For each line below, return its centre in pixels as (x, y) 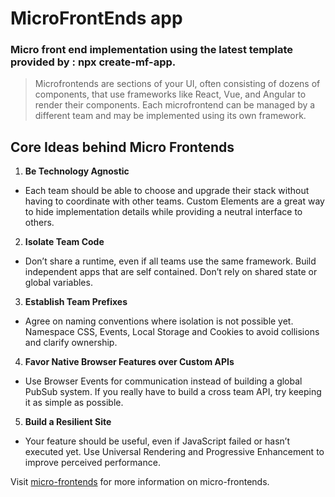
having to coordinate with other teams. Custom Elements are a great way (174, 201)
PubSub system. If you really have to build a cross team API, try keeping (173, 392)
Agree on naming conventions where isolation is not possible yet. (159, 321)
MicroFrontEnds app (96, 18)
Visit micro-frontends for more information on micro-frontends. (140, 482)
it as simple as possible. (74, 403)
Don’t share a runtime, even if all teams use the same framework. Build (170, 261)
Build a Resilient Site (68, 422)
